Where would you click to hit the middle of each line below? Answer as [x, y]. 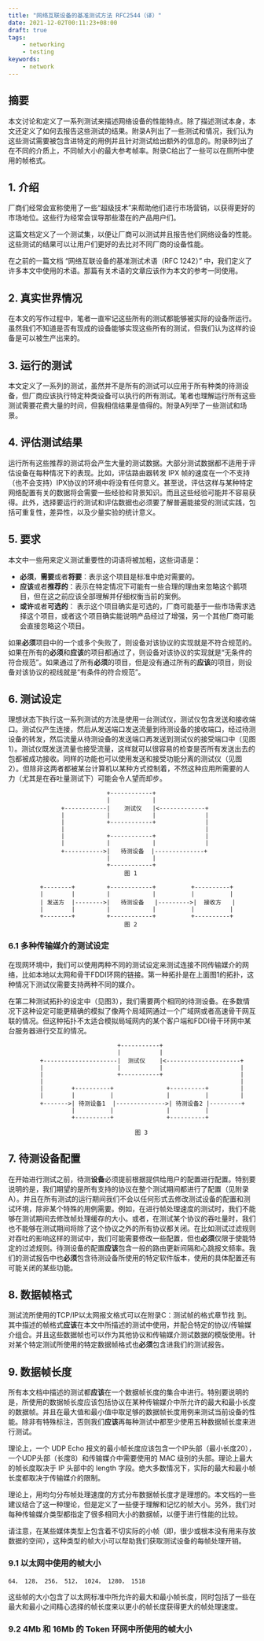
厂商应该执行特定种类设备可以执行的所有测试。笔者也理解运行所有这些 [142, 395]
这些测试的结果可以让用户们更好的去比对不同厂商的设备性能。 [108, 244]
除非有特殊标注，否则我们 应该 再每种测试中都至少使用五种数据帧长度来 [135, 1422]
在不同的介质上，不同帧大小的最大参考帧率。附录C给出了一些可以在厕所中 [128, 150]
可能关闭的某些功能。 [42, 1267]
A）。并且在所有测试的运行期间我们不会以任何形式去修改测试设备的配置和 [126, 1199]
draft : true [27, 30]
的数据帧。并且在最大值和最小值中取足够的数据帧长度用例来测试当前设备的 [128, 1412]
